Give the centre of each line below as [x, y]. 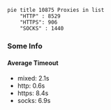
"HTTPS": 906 [39, 22]
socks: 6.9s [34, 101]
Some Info [25, 46]
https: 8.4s [33, 93]
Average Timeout [33, 62]
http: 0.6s [31, 86]
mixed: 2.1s [33, 78]
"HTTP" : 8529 [40, 16]
